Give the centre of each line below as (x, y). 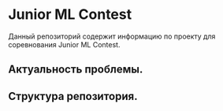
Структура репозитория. (73, 96)
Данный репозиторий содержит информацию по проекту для (112, 36)
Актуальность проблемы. (76, 70)
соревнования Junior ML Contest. (64, 44)
